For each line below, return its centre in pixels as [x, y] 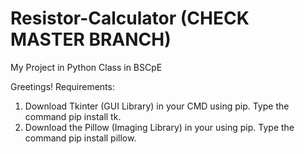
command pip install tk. [73, 116]
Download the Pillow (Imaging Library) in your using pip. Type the [159, 127]
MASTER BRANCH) [91, 39]
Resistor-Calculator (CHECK [130, 18]
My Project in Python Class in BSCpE [86, 67]
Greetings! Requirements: [62, 86]
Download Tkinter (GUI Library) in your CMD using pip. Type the [157, 106]
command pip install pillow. [80, 138]
